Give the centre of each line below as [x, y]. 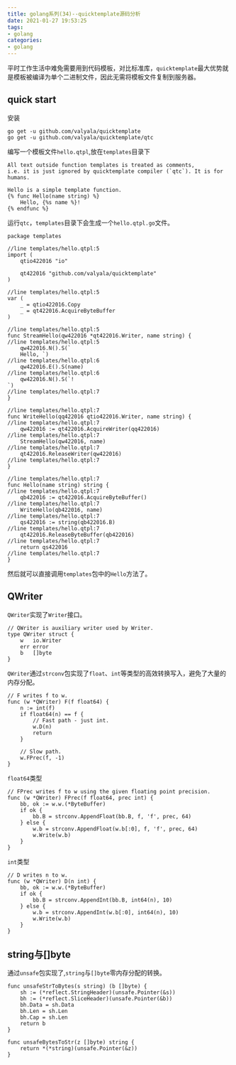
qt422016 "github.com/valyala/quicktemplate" [89, 273]
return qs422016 [44, 547]
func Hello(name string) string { [58, 485]
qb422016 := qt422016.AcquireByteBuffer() [84, 497]
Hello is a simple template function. [64, 190]
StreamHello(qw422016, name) [63, 441]
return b [33, 1024]
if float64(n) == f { [52, 714]
